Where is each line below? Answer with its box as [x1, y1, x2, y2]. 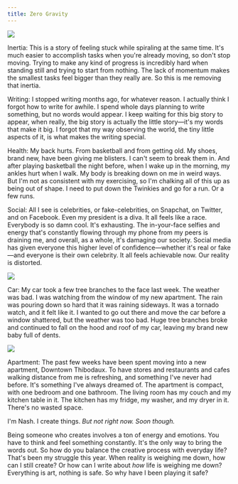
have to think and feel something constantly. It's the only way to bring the [7, 438, 222, 446]
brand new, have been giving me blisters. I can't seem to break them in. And [7, 154, 230, 162]
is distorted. [7, 258, 43, 267]
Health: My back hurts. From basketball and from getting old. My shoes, [7, 146, 218, 155]
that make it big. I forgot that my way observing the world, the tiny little [7, 125, 215, 134]
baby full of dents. [7, 330, 61, 339]
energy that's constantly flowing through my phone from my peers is [7, 228, 208, 237]
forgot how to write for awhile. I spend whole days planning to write [7, 102, 205, 111]
